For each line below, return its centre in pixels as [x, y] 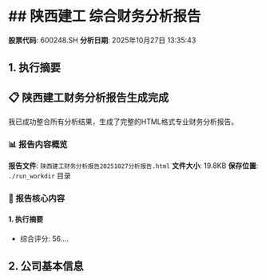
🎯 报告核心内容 [37, 198]
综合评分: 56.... [44, 238]
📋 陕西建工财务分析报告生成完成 [89, 97]
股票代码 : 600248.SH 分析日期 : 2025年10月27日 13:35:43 [102, 40]
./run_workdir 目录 [40, 176]
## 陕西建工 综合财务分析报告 [105, 16]
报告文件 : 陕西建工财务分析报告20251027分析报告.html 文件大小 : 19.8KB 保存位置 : [133, 166]
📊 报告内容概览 [38, 145]
